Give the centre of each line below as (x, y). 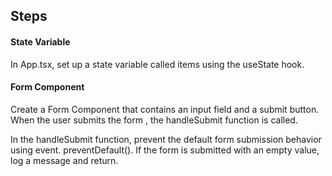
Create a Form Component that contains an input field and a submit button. (165, 109)
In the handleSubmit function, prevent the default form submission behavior (166, 139)
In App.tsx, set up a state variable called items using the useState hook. (157, 64)
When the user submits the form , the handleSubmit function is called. (154, 120)
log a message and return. (64, 160)
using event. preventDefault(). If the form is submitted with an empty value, (165, 150)
